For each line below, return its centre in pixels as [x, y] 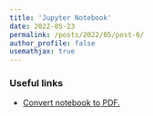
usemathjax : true [42, 52]
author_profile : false [52, 43]
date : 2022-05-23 [42, 26]
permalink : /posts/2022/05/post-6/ [77, 34]
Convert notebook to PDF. [71, 103]
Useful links [36, 83]
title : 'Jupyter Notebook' [61, 18]
